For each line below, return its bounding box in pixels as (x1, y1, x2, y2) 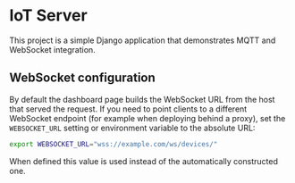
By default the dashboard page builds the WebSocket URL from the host (9, 94, 275, 104)
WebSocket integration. (9, 44, 96, 54)
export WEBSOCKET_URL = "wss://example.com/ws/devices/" (9, 139, 218, 148)
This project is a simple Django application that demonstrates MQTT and (9, 35, 276, 46)
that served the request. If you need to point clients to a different (9, 104, 248, 114)
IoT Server (9, 5, 88, 26)
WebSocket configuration (9, 71, 156, 86)
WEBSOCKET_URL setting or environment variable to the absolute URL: (9, 122, 256, 133)
